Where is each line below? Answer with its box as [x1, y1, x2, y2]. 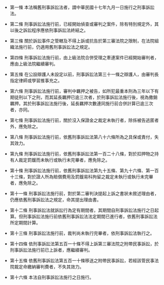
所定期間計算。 [9, 220, 41, 225]
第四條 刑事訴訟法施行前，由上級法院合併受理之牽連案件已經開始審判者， [9, 55, 159, 61]
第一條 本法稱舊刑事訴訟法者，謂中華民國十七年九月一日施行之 [9, 4, 137, 10]
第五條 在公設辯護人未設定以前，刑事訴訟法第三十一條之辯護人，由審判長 [9, 71, 159, 77]
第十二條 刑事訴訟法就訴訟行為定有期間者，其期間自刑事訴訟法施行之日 [9, 208, 155, 213]
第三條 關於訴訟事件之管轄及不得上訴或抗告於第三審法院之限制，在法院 [9, 38, 155, 44]
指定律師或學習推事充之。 [9, 77, 62, 83]
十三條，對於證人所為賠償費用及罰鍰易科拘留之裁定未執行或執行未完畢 [9, 174, 154, 180]
